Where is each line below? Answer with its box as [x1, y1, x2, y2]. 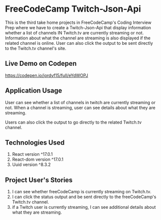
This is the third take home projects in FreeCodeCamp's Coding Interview [5, 19, 152, 25]
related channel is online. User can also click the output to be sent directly [5, 40, 153, 46]
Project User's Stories [5, 176, 73, 184]
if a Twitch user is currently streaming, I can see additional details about [12, 204, 156, 210]
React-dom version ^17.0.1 [12, 157, 64, 163]
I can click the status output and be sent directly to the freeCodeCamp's [12, 194, 157, 200]
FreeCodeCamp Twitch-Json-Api [5, 3, 141, 15]
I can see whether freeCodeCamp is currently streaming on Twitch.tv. [12, 189, 152, 195]
